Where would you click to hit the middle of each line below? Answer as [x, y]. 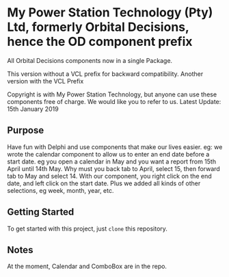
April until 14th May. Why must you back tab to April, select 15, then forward [113, 168]
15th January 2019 [33, 109]
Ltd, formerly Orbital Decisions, [98, 27]
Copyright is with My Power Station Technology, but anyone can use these [112, 94]
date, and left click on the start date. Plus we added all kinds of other [104, 183]
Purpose [26, 130]
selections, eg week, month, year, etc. [60, 190]
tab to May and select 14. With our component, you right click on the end [109, 176]
